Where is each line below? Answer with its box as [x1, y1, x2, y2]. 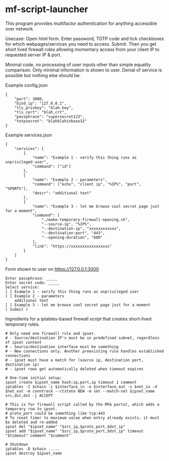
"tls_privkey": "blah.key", [14, 105, 73, 110]
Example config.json [5, 82, 48, 88]
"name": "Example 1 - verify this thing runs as [32, 155, 137, 160]
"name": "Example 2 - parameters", [32, 177, 108, 182]
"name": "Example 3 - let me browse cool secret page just [32, 204, 159, 209]
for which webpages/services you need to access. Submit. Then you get [5, 41, 157, 47]
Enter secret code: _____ [5, 280, 60, 285]
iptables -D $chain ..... [5, 446, 60, 451]
